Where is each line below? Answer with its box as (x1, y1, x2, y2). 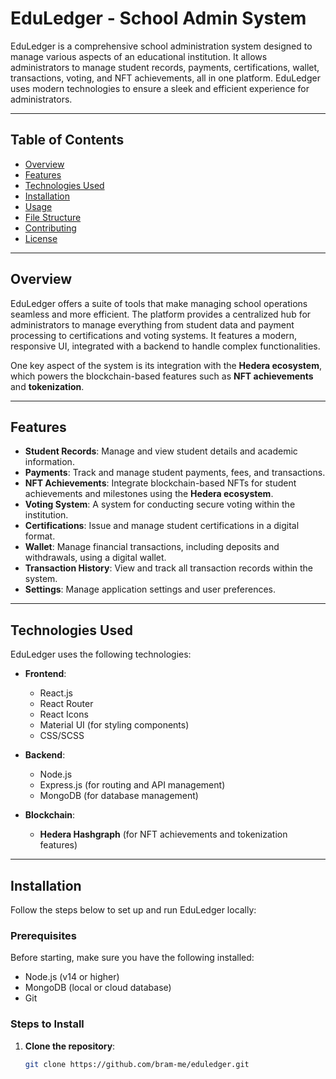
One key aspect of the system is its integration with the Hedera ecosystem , (10, 359, 322, 371)
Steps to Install (10, 1017, 85, 1031)
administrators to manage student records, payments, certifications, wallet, (10, 61, 320, 73)
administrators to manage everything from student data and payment (10, 318, 295, 331)
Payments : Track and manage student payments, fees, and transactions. (24, 467, 326, 479)
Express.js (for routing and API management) (39, 779, 226, 791)
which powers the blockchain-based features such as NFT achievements (10, 370, 314, 382)
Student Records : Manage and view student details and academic (24, 445, 298, 457)
